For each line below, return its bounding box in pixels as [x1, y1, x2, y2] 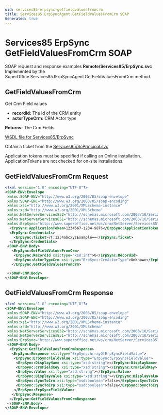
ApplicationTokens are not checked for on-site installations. [5, 158, 124, 164]
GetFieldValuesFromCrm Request [5, 172, 108, 180]
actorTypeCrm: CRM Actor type [12, 115, 77, 121]
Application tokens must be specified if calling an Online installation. [5, 153, 142, 159]
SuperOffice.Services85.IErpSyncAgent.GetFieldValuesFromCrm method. [5, 74, 151, 80]
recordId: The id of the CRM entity [12, 110, 81, 116]
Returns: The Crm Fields [5, 125, 55, 131]
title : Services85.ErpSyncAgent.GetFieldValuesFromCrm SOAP [5, 12, 130, 17]
